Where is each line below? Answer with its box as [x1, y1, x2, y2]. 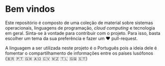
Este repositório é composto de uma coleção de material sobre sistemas [5, 20, 153, 26]
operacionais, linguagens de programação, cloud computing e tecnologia [5, 25, 155, 31]
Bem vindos [5, 3, 55, 15]
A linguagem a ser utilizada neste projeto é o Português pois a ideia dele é [5, 45, 158, 51]
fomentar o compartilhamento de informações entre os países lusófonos [5, 50, 153, 56]
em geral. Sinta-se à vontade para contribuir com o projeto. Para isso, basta [5, 30, 161, 36]
